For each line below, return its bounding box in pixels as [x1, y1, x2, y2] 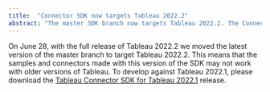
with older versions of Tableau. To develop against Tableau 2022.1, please [8, 66, 253, 76]
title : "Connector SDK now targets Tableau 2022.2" [8, 11, 189, 20]
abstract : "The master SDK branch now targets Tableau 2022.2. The [8, 19, 239, 27]
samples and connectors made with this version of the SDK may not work [8, 58, 252, 68]
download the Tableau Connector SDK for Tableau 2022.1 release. [8, 75, 227, 85]
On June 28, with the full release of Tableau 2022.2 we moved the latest [8, 41, 247, 50]
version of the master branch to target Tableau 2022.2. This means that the [8, 50, 258, 59]
